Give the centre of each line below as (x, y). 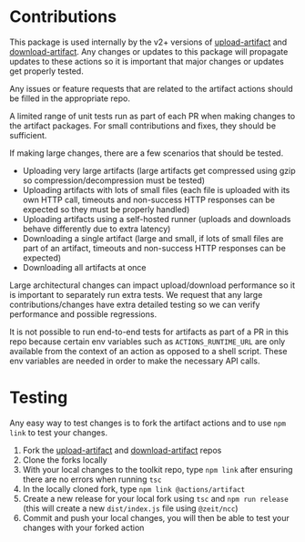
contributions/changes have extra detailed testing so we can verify (135, 304)
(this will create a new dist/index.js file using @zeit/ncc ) (130, 508)
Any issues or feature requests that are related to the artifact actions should (151, 88)
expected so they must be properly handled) (106, 209)
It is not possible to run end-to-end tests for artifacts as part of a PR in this (149, 332)
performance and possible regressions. (83, 314)
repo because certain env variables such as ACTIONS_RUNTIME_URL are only (147, 341)
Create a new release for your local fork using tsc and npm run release (155, 498)
